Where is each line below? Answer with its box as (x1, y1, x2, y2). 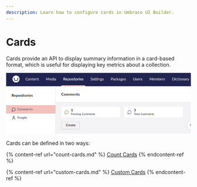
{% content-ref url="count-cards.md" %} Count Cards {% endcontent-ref (6, 151, 184, 158)
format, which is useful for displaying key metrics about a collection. (6, 61, 171, 68)
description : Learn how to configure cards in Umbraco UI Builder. (6, 9, 175, 15)
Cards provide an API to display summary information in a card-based (6, 55, 175, 62)
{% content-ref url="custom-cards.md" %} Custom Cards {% (6, 169, 154, 176)
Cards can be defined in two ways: (6, 140, 90, 147)
